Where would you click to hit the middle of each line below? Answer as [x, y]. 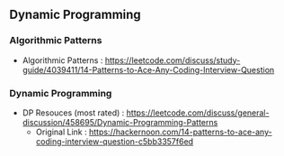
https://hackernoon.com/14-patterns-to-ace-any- [180, 132]
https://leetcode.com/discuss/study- [173, 60]
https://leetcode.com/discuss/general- [198, 113]
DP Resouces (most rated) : [73, 113]
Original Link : [61, 132]
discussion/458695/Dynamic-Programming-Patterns [120, 122]
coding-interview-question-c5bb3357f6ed [115, 141]
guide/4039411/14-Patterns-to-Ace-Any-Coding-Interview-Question [148, 69]
